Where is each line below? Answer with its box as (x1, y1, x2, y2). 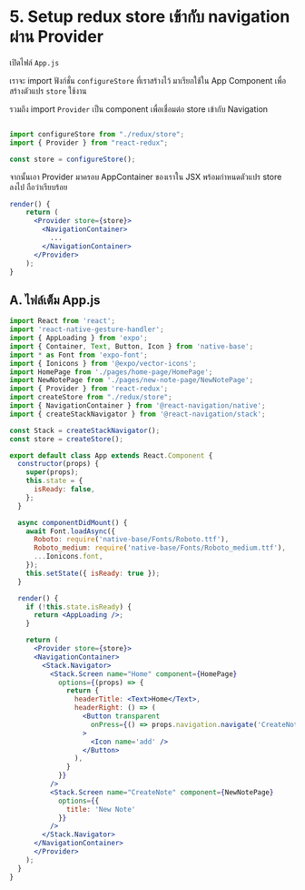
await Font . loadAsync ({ (25, 526, 116, 536)
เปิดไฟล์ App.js (9, 56, 60, 67)
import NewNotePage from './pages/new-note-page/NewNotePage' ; (9, 376, 254, 385)
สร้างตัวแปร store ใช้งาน (9, 85, 88, 96)
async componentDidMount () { (17, 518, 128, 527)
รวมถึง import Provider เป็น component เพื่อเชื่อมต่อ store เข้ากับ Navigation (9, 103, 269, 115)
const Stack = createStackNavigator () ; (9, 426, 161, 435)
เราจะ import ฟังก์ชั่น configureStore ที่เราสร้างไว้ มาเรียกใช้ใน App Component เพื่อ (9, 75, 287, 86)
